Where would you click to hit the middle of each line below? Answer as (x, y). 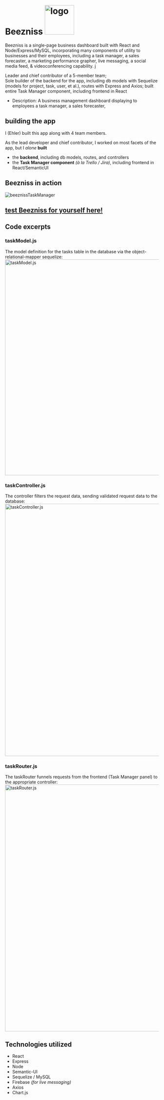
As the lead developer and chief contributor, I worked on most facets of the (81, 143)
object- (139, 251)
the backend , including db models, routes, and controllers (71, 157)
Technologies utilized (39, 1044)
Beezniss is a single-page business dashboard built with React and (72, 45)
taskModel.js (21, 241)
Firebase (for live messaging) (42, 1082)
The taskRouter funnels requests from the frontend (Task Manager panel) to (81, 777)
